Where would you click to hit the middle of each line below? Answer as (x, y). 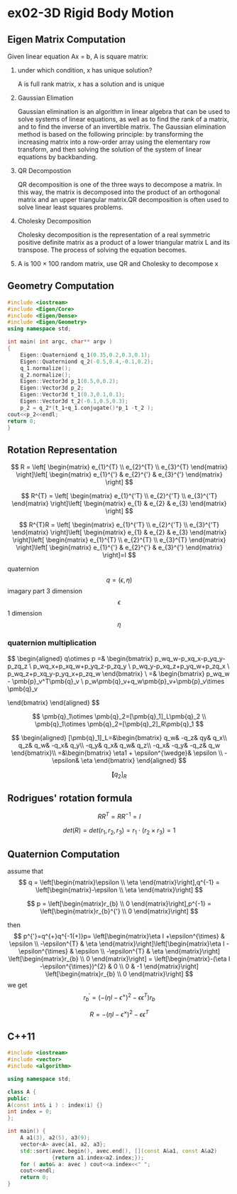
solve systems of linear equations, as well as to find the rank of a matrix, (123, 119)
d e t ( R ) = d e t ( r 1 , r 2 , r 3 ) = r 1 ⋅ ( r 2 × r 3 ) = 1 (119, 831)
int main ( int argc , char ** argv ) (60, 342)
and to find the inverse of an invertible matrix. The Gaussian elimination (122, 127)
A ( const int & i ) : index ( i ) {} (55, 1105)
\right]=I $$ (119, 555)
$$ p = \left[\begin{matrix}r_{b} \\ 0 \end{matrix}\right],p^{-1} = (119, 904)
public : (19, 1098)
